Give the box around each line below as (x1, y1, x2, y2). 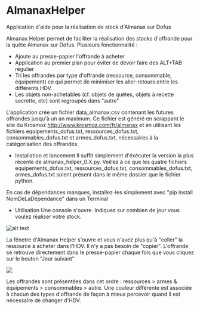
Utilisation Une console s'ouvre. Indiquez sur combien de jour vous (14, 206, 180, 213)
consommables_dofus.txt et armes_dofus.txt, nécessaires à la (6, 134, 158, 141)
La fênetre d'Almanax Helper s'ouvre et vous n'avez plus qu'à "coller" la (6, 236, 183, 243)
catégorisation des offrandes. (6, 140, 79, 147)
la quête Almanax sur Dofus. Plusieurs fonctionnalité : (6, 41, 138, 48)
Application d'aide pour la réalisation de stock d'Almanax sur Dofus (6, 23, 171, 30)
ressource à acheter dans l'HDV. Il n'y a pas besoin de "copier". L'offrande (6, 242, 189, 249)
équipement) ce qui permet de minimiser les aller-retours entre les (14, 78, 178, 85)
